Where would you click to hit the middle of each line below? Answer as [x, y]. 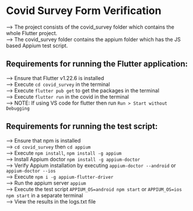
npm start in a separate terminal [45, 195]
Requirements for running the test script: [82, 127]
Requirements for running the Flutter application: [97, 64]
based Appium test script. [37, 46]
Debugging [18, 108]
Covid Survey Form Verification [84, 11]
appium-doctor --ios [31, 171]
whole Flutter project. [32, 33]
